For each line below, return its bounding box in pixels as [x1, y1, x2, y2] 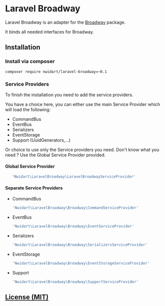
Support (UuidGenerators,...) [12, 137, 71, 143]
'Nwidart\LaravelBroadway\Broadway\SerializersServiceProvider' [12, 242, 148, 247]
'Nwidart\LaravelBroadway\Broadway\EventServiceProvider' [12, 224, 134, 229]
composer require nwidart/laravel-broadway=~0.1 [5, 69, 107, 74]
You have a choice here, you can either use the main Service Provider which [5, 101, 161, 107]
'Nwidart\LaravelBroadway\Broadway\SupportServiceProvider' [12, 279, 139, 284]
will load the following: [5, 107, 51, 113]
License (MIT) [5, 293, 49, 301]
